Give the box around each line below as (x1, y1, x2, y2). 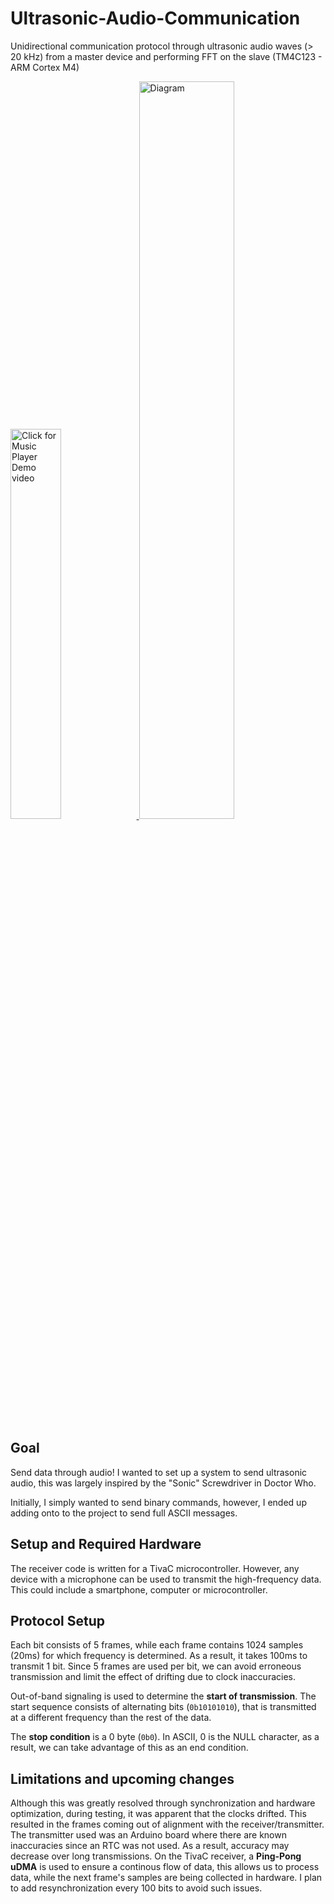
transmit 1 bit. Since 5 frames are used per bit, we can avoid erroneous (10, 1660, 302, 1672)
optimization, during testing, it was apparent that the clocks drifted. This (10, 1808, 307, 1820)
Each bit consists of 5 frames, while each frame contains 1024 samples (10, 1639, 304, 1651)
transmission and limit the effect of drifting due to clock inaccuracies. (10, 1671, 296, 1683)
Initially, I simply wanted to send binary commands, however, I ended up (10, 1496, 307, 1508)
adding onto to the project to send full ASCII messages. (10, 1507, 238, 1519)
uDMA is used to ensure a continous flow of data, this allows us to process (10, 1861, 320, 1873)
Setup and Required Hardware (10, 1536, 202, 1553)
